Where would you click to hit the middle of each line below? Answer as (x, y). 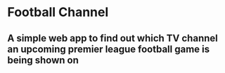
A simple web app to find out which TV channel (112, 38)
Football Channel (58, 12)
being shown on (43, 60)
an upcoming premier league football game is (109, 49)
